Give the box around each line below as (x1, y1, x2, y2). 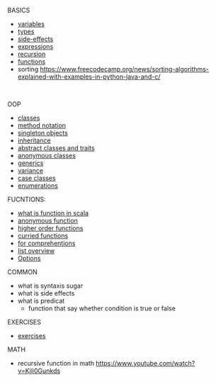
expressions (17, 43, 54, 50)
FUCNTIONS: (7, 195, 46, 203)
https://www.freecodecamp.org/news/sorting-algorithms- (40, 65, 209, 73)
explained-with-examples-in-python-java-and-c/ (17, 72, 161, 81)
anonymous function (17, 216, 78, 225)
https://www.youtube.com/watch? (95, 359, 195, 367)
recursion (17, 50, 46, 58)
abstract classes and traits (17, 144, 95, 152)
